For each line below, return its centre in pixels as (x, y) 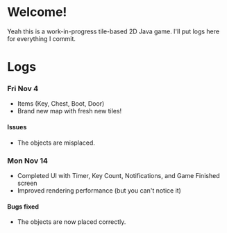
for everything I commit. (42, 38)
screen (27, 183)
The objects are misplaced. (56, 143)
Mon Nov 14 (28, 161)
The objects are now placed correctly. (72, 222)
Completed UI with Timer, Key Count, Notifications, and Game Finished (118, 175)
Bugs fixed (23, 207)
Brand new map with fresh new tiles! (69, 111)
